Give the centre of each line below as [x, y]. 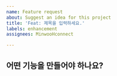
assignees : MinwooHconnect [40, 34]
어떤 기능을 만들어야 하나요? [55, 65]
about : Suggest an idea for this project [59, 17]
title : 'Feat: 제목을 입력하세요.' [46, 23]
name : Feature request [34, 12]
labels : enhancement [32, 29]
